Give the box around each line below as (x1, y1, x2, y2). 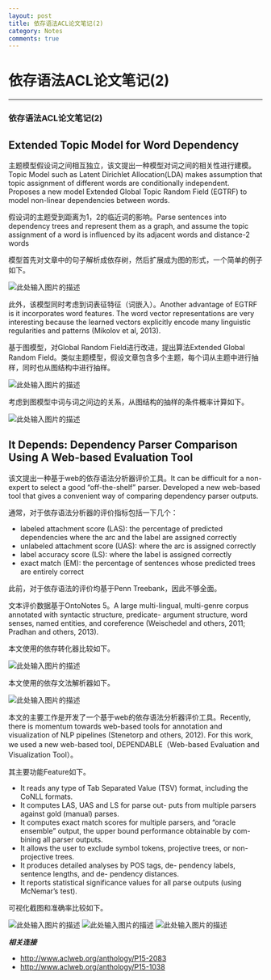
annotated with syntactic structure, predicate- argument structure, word (8, 610, 248, 619)
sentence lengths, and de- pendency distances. (19, 868, 180, 878)
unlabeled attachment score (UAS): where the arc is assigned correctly (19, 541, 256, 551)
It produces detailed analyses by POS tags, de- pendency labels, (19, 860, 236, 870)
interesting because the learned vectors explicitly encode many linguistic (8, 317, 252, 327)
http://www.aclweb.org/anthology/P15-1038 (19, 961, 165, 971)
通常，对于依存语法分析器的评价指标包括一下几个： (8, 507, 178, 517)
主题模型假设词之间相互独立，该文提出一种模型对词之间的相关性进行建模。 (8, 160, 256, 170)
